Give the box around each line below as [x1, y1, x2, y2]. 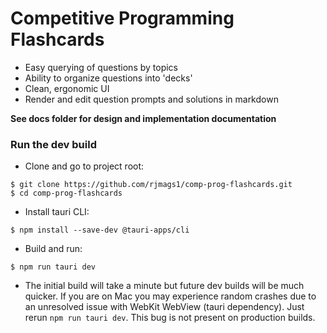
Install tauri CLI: [24, 206, 90, 218]
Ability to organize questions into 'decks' [24, 72, 193, 84]
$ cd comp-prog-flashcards [10, 188, 123, 199]
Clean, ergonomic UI [24, 82, 110, 94]
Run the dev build [10, 137, 97, 151]
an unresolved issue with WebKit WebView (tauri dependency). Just [24, 301, 305, 313]
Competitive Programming [10, 7, 235, 30]
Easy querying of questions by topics [24, 61, 178, 73]
